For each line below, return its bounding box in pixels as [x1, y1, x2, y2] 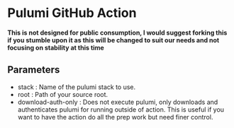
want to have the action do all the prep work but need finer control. [17, 112, 213, 121]
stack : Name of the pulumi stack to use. [17, 83, 136, 91]
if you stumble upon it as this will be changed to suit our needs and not [7, 35, 220, 44]
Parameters [7, 64, 60, 76]
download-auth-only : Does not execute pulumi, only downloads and [17, 98, 218, 106]
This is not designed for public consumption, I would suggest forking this [7, 28, 228, 37]
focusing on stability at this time [7, 43, 104, 52]
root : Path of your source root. [17, 90, 108, 98]
